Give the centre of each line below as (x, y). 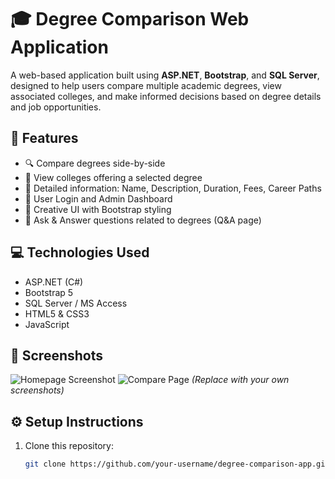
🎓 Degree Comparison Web (130, 19)
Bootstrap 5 (49, 292)
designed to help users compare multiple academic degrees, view (146, 85)
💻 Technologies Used (80, 252)
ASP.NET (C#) (54, 282)
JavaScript (47, 324)
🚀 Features (44, 138)
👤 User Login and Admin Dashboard (98, 198)
